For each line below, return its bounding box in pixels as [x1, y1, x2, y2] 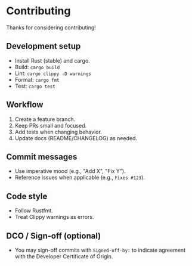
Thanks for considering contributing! [6, 24, 97, 31]
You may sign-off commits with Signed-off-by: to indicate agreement [14, 246, 186, 253]
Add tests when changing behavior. [14, 128, 103, 135]
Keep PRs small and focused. [14, 122, 87, 129]
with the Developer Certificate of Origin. [14, 253, 113, 260]
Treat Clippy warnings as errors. [14, 214, 94, 221]
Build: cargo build [14, 63, 60, 70]
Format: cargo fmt [14, 76, 60, 83]
